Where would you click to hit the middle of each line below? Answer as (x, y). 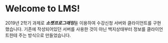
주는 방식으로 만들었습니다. (45, 35)
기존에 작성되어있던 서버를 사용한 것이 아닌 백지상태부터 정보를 (85, 29)
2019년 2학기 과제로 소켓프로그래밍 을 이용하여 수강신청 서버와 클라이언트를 (78, 23)
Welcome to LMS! (43, 9)
